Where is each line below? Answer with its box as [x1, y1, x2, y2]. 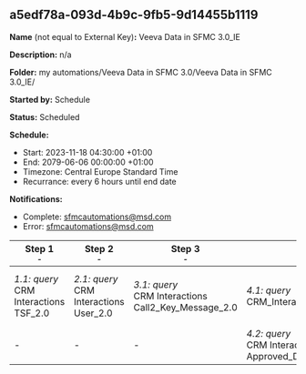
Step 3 [170, 242, 200, 255]
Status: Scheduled [9, 111, 80, 122]
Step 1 [25, 242, 55, 255]
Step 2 [85, 242, 114, 255]
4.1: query [246, 284, 291, 297]
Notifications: [9, 193, 63, 204]
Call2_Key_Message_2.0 [133, 300, 239, 313]
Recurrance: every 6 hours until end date [22, 176, 178, 187]
